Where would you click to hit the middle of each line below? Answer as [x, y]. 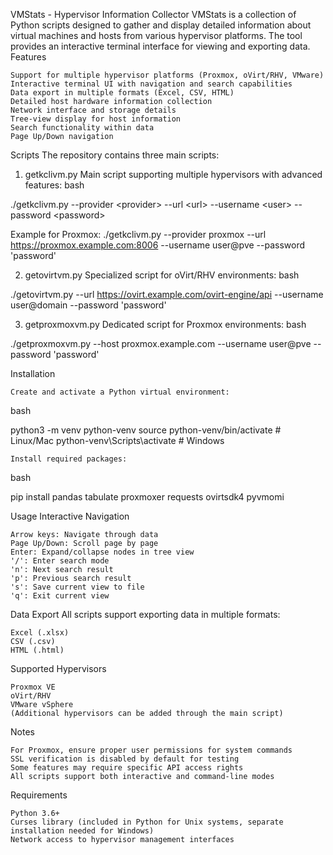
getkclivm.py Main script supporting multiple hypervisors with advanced [173, 174]
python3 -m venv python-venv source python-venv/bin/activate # [146, 430]
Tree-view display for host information [96, 119]
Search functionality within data [82, 128]
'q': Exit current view [60, 596]
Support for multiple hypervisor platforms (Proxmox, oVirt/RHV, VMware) [167, 75]
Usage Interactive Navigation [70, 516]
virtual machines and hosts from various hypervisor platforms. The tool [156, 35]
